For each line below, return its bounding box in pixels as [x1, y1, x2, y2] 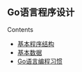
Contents [7, 25, 33, 33]
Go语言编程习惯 [17, 57, 63, 65]
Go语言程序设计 [7, 6, 75, 19]
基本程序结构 [17, 39, 54, 48]
